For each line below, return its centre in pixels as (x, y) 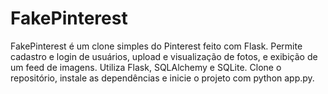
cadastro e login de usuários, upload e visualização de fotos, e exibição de (164, 56)
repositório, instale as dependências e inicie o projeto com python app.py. (162, 78)
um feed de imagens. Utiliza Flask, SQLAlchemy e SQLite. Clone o (146, 67)
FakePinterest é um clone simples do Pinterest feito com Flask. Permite (156, 46)
